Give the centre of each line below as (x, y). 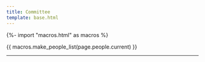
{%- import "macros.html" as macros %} (57, 35)
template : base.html (33, 18)
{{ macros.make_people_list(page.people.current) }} (72, 47)
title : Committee (28, 12)
